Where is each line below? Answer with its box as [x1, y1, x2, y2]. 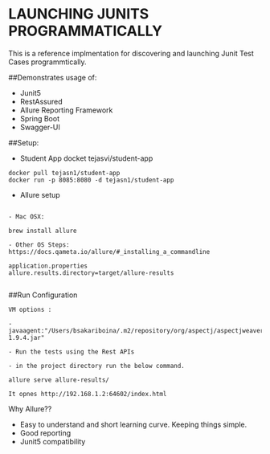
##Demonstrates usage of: [8, 72, 97, 82]
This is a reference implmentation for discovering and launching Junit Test [8, 48, 255, 58]
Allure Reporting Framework [19, 105, 113, 115]
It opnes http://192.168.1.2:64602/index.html [8, 390, 167, 398]
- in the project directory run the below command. [8, 362, 185, 370]
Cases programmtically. [8, 57, 87, 67]
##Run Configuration [8, 290, 78, 300]
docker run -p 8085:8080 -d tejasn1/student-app [8, 176, 174, 184]
